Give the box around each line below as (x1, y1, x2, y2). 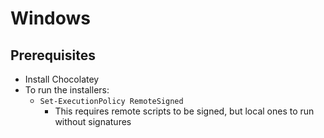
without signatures (54, 116, 132, 127)
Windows (10, 7, 91, 30)
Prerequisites (10, 47, 96, 64)
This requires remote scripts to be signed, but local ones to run (54, 105, 315, 117)
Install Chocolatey (24, 73, 100, 85)
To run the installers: (24, 84, 110, 96)
